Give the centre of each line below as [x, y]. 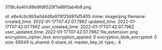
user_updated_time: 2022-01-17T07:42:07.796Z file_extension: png [71, 32]
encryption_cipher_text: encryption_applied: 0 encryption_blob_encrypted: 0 [81, 37]
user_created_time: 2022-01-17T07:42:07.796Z [88, 27]
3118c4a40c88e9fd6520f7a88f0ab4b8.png [48, 7]
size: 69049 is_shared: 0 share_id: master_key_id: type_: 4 [63, 42]
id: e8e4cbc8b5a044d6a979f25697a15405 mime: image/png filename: [76, 16]
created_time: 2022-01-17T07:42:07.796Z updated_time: [61, 22]
